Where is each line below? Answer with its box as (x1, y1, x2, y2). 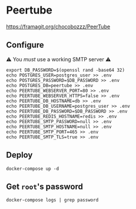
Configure (6, 40, 44, 50)
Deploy (6, 150, 33, 160)
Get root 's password (6, 181, 84, 191)
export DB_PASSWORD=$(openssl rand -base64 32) (6, 67, 125, 73)
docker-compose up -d (6, 165, 59, 171)
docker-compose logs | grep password (6, 197, 99, 203)
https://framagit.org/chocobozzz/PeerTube (6, 23, 111, 30)
